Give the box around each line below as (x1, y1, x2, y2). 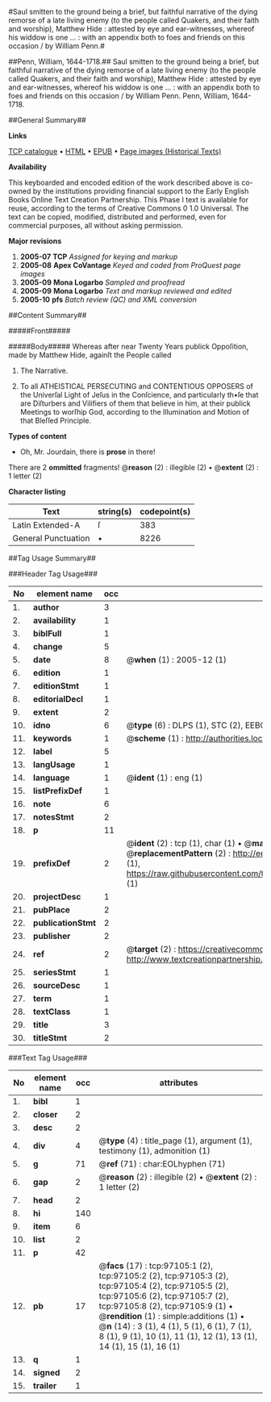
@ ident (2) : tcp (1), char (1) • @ (126, 838, 252, 849)
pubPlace (33, 904, 71, 915)
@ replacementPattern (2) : (126, 848, 231, 858)
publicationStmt (33, 917, 97, 928)
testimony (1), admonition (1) (98, 1145, 211, 1156)
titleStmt (33, 1033, 67, 1043)
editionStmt (33, 681, 79, 691)
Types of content (8, 432, 67, 440)
